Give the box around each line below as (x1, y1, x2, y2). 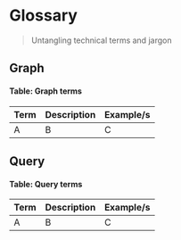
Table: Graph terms (9, 86, 83, 96)
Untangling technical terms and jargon (30, 35, 172, 46)
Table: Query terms (9, 178, 83, 189)
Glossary (9, 5, 78, 26)
